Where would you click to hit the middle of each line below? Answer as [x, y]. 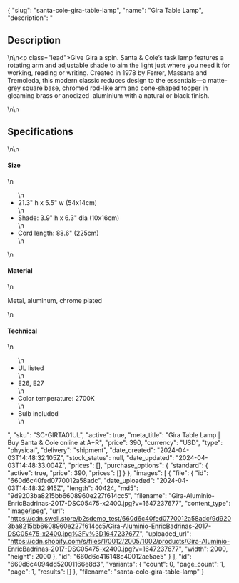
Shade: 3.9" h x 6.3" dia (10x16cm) [68, 218]
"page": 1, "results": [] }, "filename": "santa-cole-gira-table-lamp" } [106, 572]
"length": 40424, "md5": [103, 488]
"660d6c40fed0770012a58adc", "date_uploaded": [81, 481]
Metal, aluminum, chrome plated [55, 301]
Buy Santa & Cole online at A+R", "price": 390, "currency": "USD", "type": [115, 443]
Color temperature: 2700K [56, 399]
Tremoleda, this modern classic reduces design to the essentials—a [107, 80]
